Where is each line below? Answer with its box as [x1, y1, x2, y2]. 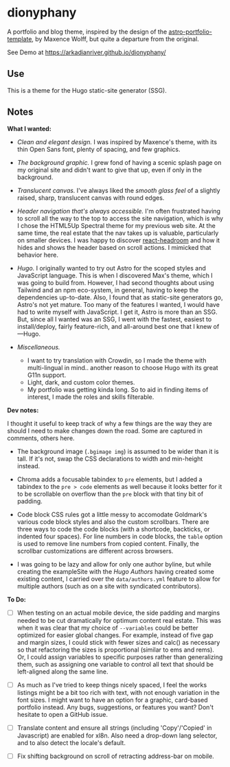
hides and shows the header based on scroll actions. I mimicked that [16, 243, 211, 251]
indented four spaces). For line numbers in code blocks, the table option [16, 532, 223, 540]
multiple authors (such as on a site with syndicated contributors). [16, 582, 201, 590]
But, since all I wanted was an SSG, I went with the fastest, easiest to [16, 314, 212, 323]
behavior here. [16, 251, 59, 259]
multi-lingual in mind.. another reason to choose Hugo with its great [27, 363, 218, 371]
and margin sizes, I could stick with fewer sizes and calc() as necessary [16, 638, 220, 646]
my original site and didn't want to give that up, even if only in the [16, 165, 203, 174]
